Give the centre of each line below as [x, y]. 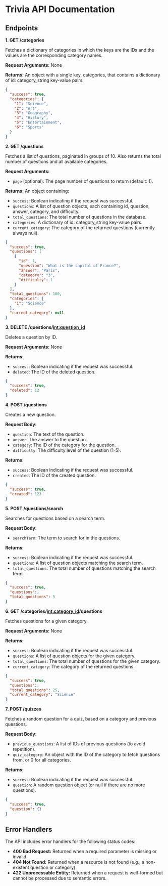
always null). [25, 233]
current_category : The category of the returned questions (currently [84, 227]
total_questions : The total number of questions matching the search [84, 568]
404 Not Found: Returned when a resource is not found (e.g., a [78, 862]
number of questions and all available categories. [56, 161]
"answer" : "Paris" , [39, 270]
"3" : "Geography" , [34, 113]
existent [21, 868]
